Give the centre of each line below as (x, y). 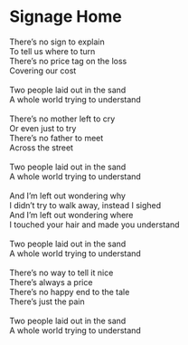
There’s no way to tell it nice (61, 273)
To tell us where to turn (52, 51)
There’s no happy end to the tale (70, 292)
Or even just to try (43, 128)
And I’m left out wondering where (71, 215)
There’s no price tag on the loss (68, 61)
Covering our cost (43, 71)
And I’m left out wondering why (68, 196)
